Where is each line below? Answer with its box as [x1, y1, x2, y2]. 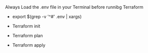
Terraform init [12, 23, 41, 29]
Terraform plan [12, 33, 43, 38]
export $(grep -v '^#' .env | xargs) [12, 14, 82, 19]
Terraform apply [12, 42, 46, 48]
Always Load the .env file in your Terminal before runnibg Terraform [5, 4, 144, 10]
